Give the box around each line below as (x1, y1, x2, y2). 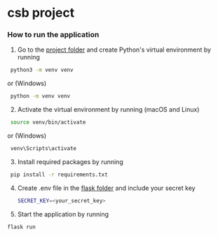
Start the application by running (17, 209, 109, 218)
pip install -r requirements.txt (10, 171, 109, 178)
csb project (7, 5, 75, 21)
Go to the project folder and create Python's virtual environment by (17, 45, 212, 54)
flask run (7, 223, 36, 230)
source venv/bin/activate (10, 119, 86, 126)
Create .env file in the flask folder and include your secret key (17, 184, 196, 192)
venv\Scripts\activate (10, 145, 77, 152)
